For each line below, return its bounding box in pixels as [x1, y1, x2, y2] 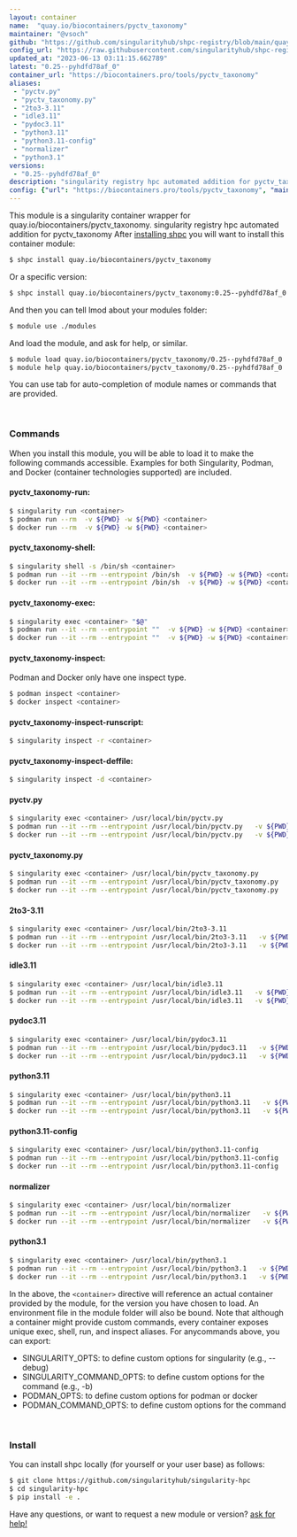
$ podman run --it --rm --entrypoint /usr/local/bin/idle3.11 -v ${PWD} [9, 988, 291, 997]
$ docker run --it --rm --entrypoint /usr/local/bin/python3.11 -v [9, 1107, 271, 1116]
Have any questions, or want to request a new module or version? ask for [9, 1509, 276, 1519]
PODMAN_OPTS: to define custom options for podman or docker [21, 1390, 258, 1401]
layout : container [9, 12, 77, 22]
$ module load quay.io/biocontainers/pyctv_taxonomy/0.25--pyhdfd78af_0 [9, 355, 283, 364]
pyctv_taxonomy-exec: [9, 597, 95, 607]
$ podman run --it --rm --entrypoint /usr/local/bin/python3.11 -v [9, 1099, 271, 1108]
